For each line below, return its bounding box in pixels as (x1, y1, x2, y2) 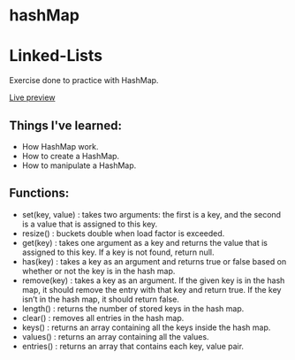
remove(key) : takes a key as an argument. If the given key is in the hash (21, 275, 285, 286)
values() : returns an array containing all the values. (21, 331, 209, 341)
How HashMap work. (21, 141, 99, 151)
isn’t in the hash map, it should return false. (21, 294, 179, 304)
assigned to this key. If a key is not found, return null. (21, 247, 215, 257)
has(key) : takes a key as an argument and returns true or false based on (21, 256, 287, 266)
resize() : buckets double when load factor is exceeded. (21, 227, 225, 239)
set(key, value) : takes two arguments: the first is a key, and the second (21, 209, 281, 219)
